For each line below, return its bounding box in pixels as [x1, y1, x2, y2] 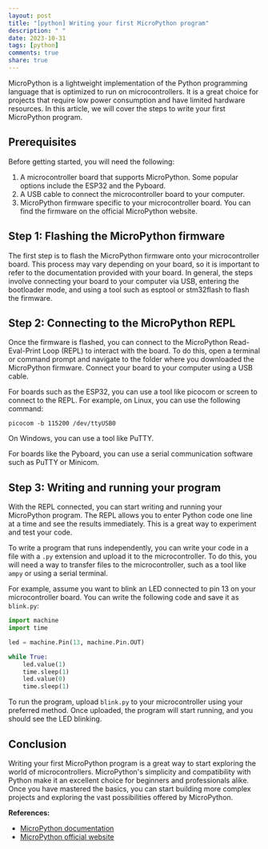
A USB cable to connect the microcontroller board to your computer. [19, 189, 246, 198]
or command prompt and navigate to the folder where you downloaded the [8, 354, 254, 364]
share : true [8, 57, 48, 65]
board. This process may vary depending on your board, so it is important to [8, 259, 260, 269]
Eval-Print [8, 346, 42, 356]
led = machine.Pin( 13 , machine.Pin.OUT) [8, 638, 146, 647]
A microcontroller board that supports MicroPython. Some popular [19, 172, 238, 182]
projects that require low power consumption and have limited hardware [8, 95, 246, 105]
